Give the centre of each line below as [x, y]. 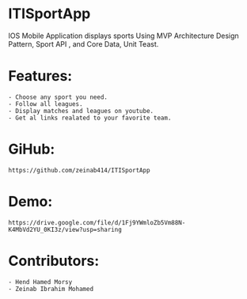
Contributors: [54, 261]
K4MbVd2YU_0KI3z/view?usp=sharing [65, 229]
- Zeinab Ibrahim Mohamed [51, 289]
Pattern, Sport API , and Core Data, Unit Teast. [84, 44]
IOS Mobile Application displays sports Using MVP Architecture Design [123, 36]
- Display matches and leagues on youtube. [81, 111]
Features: [40, 76]
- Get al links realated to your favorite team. [90, 118]
